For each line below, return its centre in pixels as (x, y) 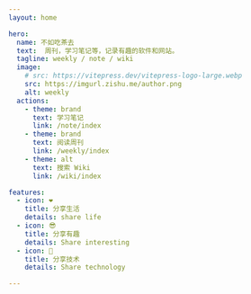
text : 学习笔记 (58, 118)
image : (29, 67)
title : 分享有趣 (52, 234)
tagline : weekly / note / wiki (75, 59)
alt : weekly (47, 92)
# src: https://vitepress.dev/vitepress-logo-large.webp (134, 76)
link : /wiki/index (67, 176)
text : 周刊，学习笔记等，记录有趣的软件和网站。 (98, 50)
